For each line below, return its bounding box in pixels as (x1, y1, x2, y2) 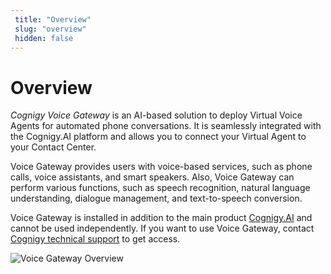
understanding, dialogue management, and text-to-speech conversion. (10, 192, 303, 205)
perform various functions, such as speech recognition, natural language (10, 182, 311, 194)
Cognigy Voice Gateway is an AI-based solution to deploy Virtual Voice (10, 109, 303, 121)
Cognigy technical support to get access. (10, 233, 181, 245)
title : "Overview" (14, 14, 92, 25)
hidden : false (14, 33, 74, 43)
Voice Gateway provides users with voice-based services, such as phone (10, 161, 313, 173)
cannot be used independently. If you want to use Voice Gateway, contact (10, 222, 315, 235)
